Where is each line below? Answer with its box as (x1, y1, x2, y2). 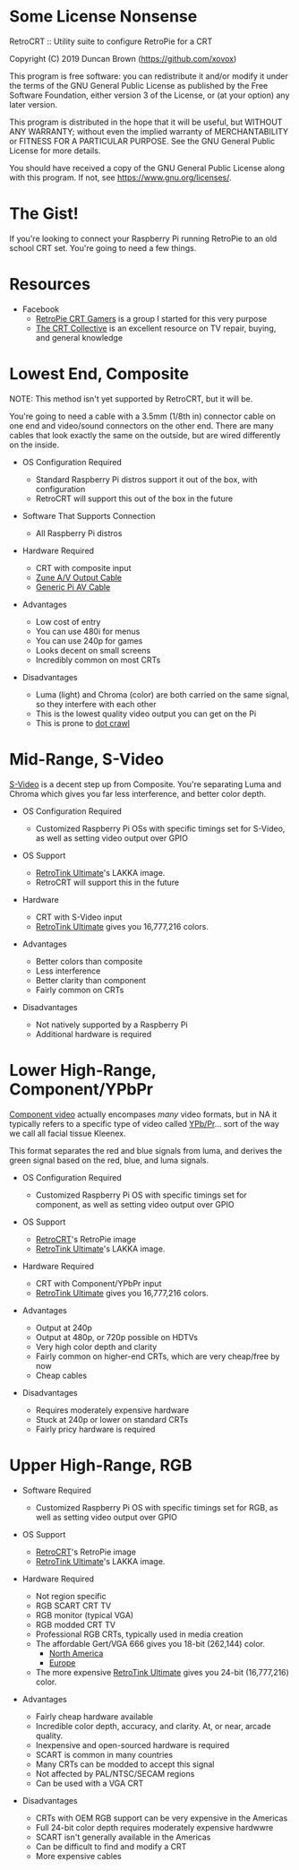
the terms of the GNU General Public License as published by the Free (9, 80, 269, 91)
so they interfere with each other (35, 698, 157, 709)
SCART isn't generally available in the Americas (35, 1831, 211, 1842)
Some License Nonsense (9, 6, 198, 27)
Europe (48, 1657, 76, 1668)
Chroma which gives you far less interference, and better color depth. (9, 788, 267, 799)
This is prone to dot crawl (35, 717, 130, 728)
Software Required (21, 1485, 92, 1495)
